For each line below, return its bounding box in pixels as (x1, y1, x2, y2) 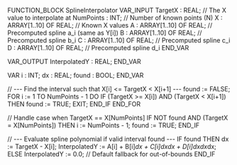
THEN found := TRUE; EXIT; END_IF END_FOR (7, 100, 140, 108)
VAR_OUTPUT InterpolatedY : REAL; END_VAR (7, 57, 141, 66)
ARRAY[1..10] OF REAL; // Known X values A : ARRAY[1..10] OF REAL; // (7, 21, 213, 29)
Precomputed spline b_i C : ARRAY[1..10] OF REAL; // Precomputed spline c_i (7, 36, 231, 45)
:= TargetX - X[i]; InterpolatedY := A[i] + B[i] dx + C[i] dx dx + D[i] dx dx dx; (7, 142, 216, 151)
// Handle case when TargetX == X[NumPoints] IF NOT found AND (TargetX (7, 113, 228, 122)
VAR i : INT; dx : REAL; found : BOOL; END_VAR (7, 71, 144, 79)
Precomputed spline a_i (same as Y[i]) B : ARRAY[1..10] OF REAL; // (7, 28, 202, 37)
